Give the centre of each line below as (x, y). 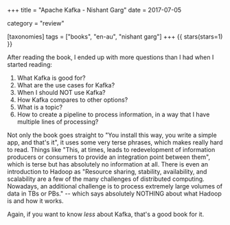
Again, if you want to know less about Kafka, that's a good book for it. (106, 214)
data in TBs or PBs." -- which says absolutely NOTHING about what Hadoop (114, 193)
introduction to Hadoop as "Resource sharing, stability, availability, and (107, 172)
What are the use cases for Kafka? (66, 85)
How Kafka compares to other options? (72, 100)
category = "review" (36, 23)
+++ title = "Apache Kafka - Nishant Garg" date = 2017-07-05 (94, 10)
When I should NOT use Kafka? (61, 93)
